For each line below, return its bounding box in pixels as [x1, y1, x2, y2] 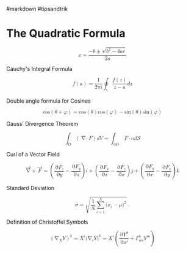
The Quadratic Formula [6, 27, 126, 40]
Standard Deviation [6, 185, 55, 192]
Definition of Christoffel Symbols [6, 218, 88, 226]
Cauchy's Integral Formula [6, 65, 73, 73]
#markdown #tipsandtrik [6, 5, 68, 12]
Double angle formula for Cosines [6, 97, 91, 105]
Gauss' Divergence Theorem [6, 120, 79, 127]
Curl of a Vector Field [6, 151, 60, 158]
